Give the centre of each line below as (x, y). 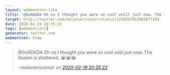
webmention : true (24, 38)
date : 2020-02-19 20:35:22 (34, 24)
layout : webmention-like (31, 10)
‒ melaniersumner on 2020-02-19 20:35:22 (62, 67)
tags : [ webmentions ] (27, 29)
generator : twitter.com (30, 33)
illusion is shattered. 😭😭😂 (47, 57)
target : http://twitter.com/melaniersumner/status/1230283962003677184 (82, 19)
